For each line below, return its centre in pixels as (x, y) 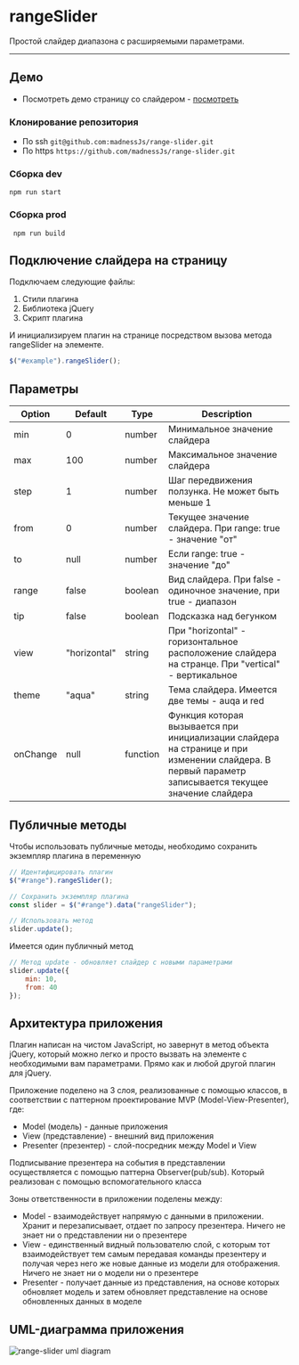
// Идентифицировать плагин (61, 872)
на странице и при (208, 748)
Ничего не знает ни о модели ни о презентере (110, 1273)
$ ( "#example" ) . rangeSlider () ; (65, 361)
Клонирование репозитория (74, 122)
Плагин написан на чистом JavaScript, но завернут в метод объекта (139, 1045)
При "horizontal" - (207, 631)
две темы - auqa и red (216, 701)
